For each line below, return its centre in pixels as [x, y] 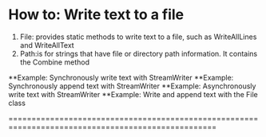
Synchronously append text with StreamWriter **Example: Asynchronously [132, 86]
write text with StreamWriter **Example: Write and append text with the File [133, 94]
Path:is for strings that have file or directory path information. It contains [139, 53]
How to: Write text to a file [96, 15]
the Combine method [55, 62]
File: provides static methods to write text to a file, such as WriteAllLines [138, 37]
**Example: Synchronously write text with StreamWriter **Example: [121, 77]
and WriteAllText [47, 45]
